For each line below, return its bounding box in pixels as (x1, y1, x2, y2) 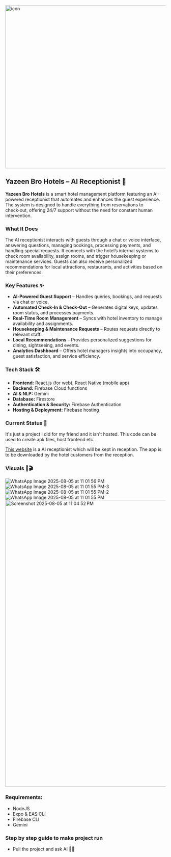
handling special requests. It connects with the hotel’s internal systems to (5, 248, 159, 254)
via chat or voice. (12, 299, 49, 305)
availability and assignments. (12, 320, 74, 327)
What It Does (5, 225, 38, 232)
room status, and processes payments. (12, 310, 95, 316)
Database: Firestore (12, 396, 55, 402)
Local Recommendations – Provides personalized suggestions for (12, 337, 152, 343)
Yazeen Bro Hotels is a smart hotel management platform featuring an (5, 191, 153, 197)
